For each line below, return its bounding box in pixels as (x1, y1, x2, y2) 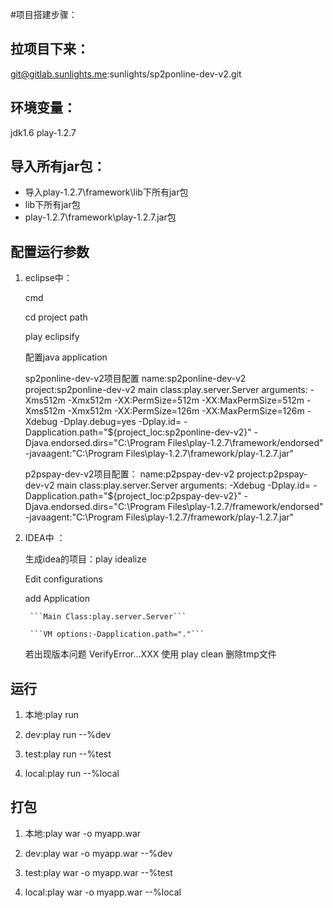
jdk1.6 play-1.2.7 (10, 126, 77, 138)
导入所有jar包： (10, 158, 107, 175)
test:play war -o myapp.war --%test (24, 866, 173, 878)
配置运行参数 (10, 243, 90, 260)
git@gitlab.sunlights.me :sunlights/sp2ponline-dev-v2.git (10, 68, 242, 80)
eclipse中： (24, 272, 73, 284)
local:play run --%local (24, 768, 120, 780)
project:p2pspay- (236, 468, 308, 480)
